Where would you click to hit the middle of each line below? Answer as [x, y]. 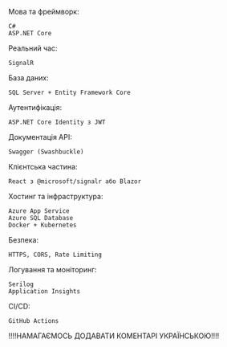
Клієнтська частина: [43, 167]
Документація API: [40, 137]
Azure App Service [39, 211]
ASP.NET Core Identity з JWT [57, 122]
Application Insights [45, 292]
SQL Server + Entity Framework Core [69, 92]
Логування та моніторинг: [53, 269]
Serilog [21, 284]
